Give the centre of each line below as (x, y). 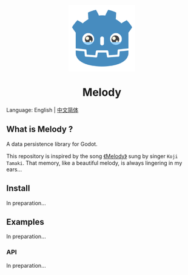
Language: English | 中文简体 (42, 110)
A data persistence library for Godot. (52, 144)
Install (18, 189)
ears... (14, 169)
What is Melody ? (40, 129)
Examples (25, 222)
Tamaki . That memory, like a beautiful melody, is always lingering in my (94, 163)
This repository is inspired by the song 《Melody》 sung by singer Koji (92, 156)
